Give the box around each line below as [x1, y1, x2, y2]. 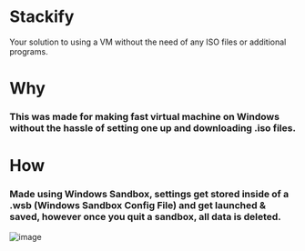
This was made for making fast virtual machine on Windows [9, 111, 280, 124]
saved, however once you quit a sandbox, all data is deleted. [9, 211, 282, 224]
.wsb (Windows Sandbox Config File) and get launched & [9, 199, 267, 212]
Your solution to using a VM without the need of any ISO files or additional [9, 36, 287, 47]
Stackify [9, 6, 75, 27]
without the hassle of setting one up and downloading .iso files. [9, 122, 296, 135]
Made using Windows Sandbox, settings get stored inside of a [9, 188, 290, 201]
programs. [9, 45, 48, 56]
